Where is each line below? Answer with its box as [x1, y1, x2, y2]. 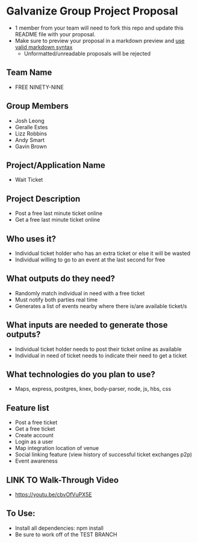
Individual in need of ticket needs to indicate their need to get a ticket [14, 352, 187, 359]
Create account [14, 432, 54, 439]
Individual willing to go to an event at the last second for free [14, 256, 166, 263]
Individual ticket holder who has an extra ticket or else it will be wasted [14, 249, 191, 257]
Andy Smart [14, 136, 45, 143]
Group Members [6, 101, 69, 111]
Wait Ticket [14, 176, 43, 184]
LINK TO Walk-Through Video [6, 475, 119, 485]
